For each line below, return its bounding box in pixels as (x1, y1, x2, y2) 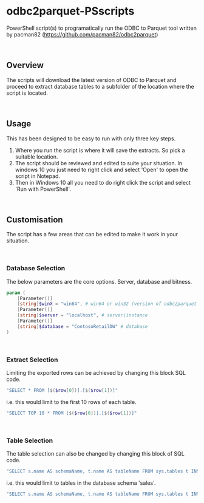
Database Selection (6, 264, 66, 273)
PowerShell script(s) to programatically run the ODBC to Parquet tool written (6, 24, 197, 32)
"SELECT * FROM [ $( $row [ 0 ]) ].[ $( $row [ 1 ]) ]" (6, 387, 118, 393)
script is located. (6, 89, 48, 97)
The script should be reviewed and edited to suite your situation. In (15, 159, 183, 166)
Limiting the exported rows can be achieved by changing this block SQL (6, 369, 186, 376)
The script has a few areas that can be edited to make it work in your (6, 231, 178, 238)
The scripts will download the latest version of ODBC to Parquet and (6, 76, 177, 83)
